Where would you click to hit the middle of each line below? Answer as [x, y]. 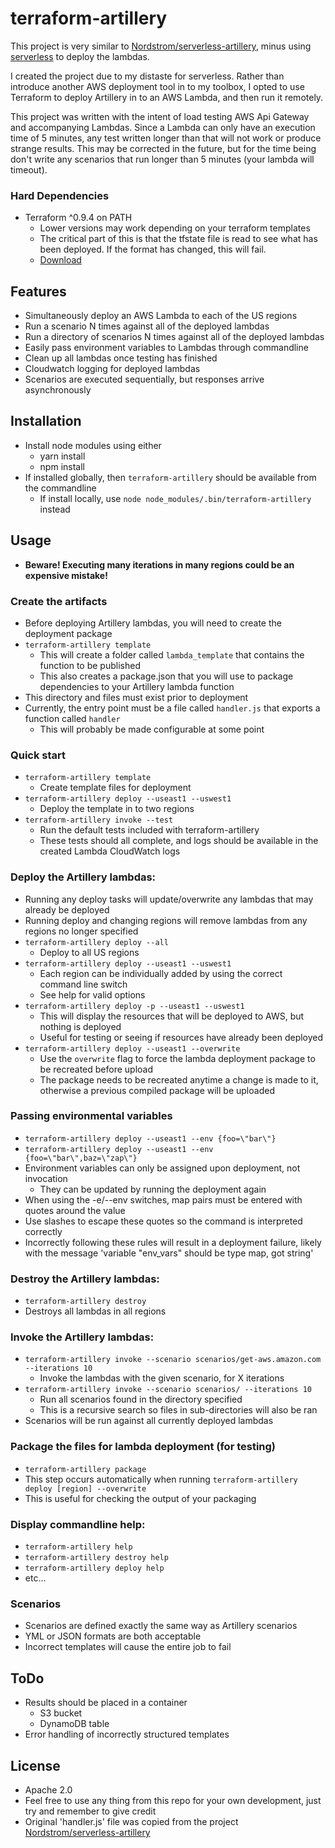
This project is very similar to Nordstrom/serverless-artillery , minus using [161, 46]
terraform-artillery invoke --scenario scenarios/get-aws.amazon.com [173, 1360]
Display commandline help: [78, 1524]
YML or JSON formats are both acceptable [113, 1636]
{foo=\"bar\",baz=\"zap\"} [81, 1158]
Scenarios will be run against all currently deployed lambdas [149, 1421]
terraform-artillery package [85, 1469]
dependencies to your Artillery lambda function [137, 686]
